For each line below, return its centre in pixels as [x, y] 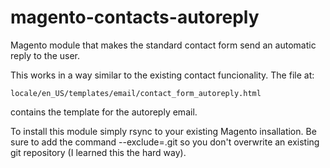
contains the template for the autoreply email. [104, 112]
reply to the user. [45, 55]
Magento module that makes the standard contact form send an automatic [163, 45]
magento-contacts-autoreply [135, 17]
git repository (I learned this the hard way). [98, 152]
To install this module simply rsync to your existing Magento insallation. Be [163, 131]
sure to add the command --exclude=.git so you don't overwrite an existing [165, 142]
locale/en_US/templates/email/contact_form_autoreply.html [136, 93]
